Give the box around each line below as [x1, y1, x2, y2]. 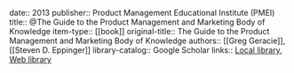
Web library [9, 55, 52, 64]
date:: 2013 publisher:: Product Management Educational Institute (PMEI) [9, 8, 275, 18]
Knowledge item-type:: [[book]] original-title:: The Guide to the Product [9, 26, 270, 36]
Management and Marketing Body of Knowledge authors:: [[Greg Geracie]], [9, 35, 286, 46]
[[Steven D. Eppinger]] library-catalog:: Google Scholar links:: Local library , [9, 45, 282, 55]
